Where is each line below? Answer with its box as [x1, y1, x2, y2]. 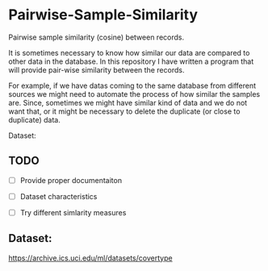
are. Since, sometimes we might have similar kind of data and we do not [8, 98, 248, 107]
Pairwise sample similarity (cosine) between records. [8, 32, 184, 42]
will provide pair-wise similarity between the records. [8, 65, 185, 74]
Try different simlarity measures [19, 207, 127, 217]
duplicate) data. [8, 115, 61, 124]
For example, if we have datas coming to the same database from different [8, 81, 257, 90]
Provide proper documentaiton [19, 175, 123, 185]
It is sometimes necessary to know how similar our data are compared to [8, 48, 250, 57]
